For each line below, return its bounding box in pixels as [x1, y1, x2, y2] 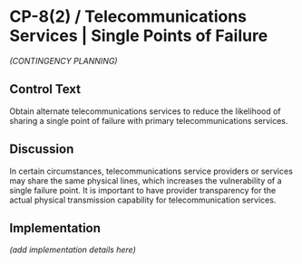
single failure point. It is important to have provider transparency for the [9, 184, 277, 195]
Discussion [9, 142, 74, 157]
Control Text [9, 81, 82, 97]
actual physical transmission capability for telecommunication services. [9, 194, 277, 205]
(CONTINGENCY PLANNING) [9, 55, 118, 66]
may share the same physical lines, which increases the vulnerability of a [9, 174, 283, 186]
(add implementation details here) [9, 244, 136, 255]
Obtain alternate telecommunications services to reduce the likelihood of [9, 106, 281, 117]
